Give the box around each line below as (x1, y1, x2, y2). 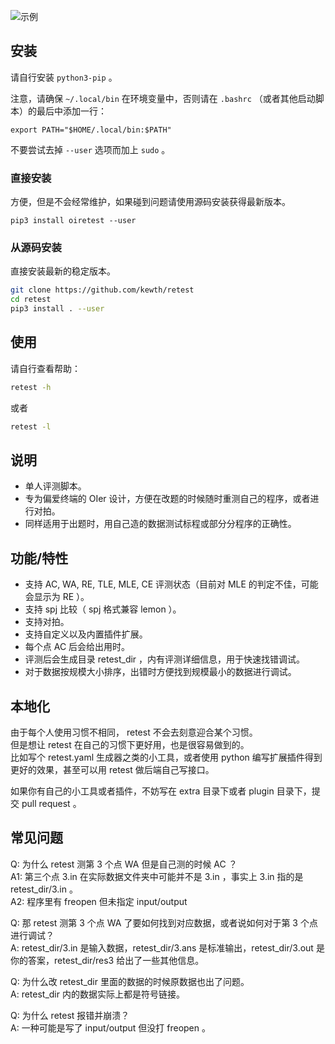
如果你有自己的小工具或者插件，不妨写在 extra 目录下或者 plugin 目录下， (10, 785, 312, 797)
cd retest (10, 295, 52, 305)
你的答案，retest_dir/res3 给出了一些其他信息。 (10, 954, 205, 966)
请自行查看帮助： (10, 362, 81, 374)
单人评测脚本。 (24, 480, 87, 492)
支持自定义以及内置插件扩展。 (24, 628, 148, 640)
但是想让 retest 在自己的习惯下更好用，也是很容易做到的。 (10, 739, 250, 751)
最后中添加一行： (36, 105, 107, 117)
